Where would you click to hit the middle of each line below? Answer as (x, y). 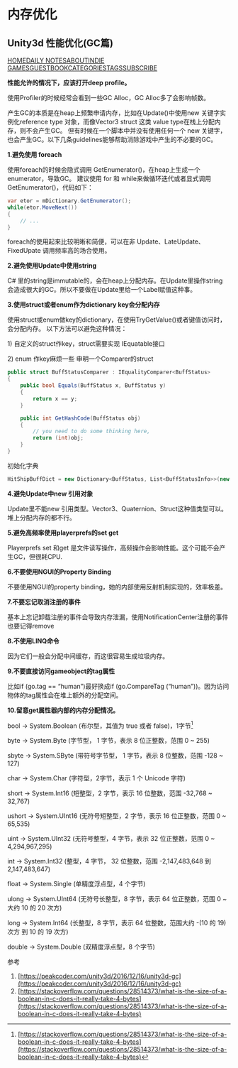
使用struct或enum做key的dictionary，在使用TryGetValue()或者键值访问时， (117, 320)
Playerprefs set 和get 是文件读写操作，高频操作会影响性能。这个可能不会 (113, 547)
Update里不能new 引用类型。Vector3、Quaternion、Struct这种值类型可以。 (118, 508)
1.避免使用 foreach (35, 154)
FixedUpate (24, 251)
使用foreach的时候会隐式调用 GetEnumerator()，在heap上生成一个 (104, 170)
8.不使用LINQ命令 (33, 641)
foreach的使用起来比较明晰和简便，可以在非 (72, 241)
